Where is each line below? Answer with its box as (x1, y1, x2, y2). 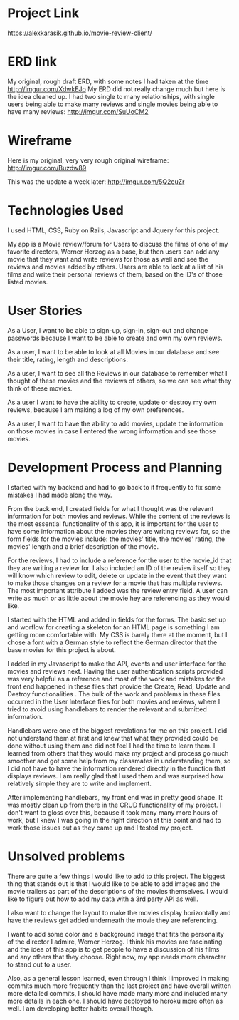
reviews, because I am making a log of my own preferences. (7, 405, 184, 414)
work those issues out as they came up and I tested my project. (7, 823, 193, 832)
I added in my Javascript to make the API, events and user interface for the (7, 659, 227, 668)
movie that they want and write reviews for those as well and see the (7, 254, 208, 263)
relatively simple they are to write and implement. (7, 779, 152, 788)
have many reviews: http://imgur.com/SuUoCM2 (7, 107, 149, 115)
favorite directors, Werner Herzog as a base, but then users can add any (7, 247, 220, 256)
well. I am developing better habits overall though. (7, 1004, 154, 1013)
